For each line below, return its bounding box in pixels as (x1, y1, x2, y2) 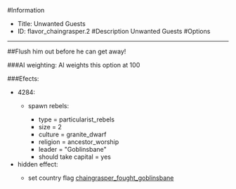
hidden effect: (17, 160, 58, 168)
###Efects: (7, 74, 39, 83)
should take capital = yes (38, 152, 111, 161)
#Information (7, 6, 45, 14)
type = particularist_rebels (38, 115, 114, 124)
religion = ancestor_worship (38, 138, 119, 146)
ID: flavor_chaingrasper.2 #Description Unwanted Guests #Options (17, 27, 211, 35)
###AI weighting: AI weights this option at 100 (7, 61, 140, 69)
